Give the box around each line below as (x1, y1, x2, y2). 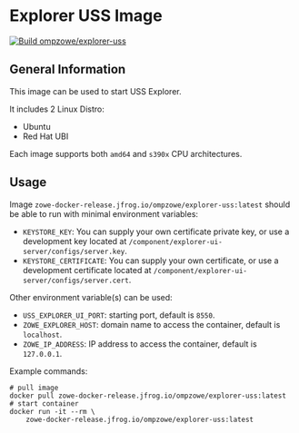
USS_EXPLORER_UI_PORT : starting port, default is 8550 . (22, 310, 215, 320)
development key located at (22, 235, 127, 246)
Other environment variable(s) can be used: (9, 291, 173, 302)
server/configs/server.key (22, 247, 125, 256)
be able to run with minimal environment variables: (9, 208, 198, 219)
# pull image (9, 383, 59, 392)
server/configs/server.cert (22, 276, 129, 285)
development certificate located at (22, 264, 152, 275)
